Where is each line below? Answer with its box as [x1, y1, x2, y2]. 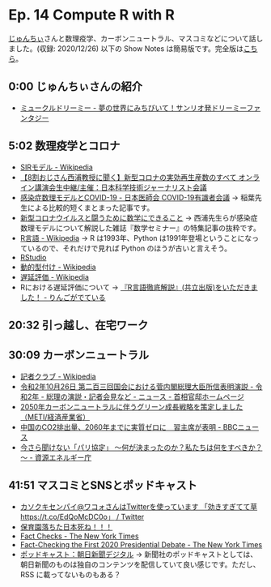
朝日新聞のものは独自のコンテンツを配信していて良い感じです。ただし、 [19, 559, 260, 569]
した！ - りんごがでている [19, 292, 107, 302]
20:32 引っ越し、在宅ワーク [8, 318, 149, 332]
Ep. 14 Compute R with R [8, 6, 176, 24]
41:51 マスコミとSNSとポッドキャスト [8, 478, 198, 492]
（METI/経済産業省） [19, 412, 91, 422]
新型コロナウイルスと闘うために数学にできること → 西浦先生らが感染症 [19, 212, 258, 222]
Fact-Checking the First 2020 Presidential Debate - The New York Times [19, 539, 263, 549]
